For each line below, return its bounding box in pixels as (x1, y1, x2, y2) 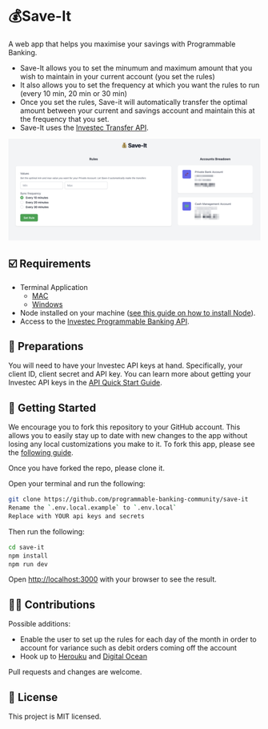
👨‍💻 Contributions (8, 598, 96, 611)
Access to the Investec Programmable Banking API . (19, 316, 190, 326)
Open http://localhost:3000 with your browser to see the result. (8, 574, 218, 584)
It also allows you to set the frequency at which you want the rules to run (19, 80, 260, 90)
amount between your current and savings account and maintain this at (19, 106, 255, 115)
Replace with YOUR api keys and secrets (8, 512, 146, 520)
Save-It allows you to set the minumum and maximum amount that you (19, 62, 253, 73)
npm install (8, 551, 48, 560)
